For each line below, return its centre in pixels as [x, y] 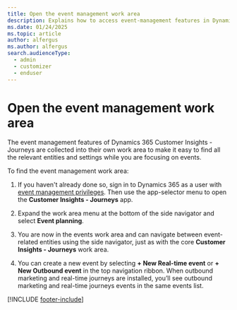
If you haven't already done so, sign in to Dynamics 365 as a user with [120, 185]
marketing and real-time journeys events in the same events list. [110, 286]
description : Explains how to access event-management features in [109, 20]
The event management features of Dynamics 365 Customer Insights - [110, 143]
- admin [25, 60]
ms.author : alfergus [38, 47]
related [28, 242]
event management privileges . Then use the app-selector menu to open [122, 192]
